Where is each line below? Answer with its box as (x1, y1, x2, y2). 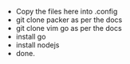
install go (15, 32, 46, 41)
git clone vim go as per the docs (15, 24, 122, 32)
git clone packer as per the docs (15, 15, 123, 24)
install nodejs (15, 40, 60, 50)
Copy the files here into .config (15, 7, 118, 16)
